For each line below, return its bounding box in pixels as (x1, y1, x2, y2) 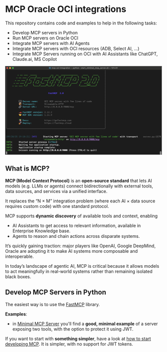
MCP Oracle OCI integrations (5, 3, 127, 15)
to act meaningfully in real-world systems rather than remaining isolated (5, 268, 153, 274)
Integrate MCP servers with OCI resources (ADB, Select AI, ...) (12, 45, 140, 51)
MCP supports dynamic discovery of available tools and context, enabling (5, 213, 158, 219)
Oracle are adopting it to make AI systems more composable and (5, 248, 138, 254)
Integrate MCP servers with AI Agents (12, 40, 90, 46)
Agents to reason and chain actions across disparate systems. (12, 233, 140, 239)
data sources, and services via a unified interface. (5, 188, 108, 194)
